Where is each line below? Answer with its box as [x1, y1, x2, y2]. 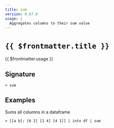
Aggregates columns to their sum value [9, 20, 90, 26]
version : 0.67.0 [5, 12, 38, 17]
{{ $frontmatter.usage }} [5, 56, 53, 62]
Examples [5, 96, 35, 105]
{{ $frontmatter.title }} [5, 42, 110, 51]
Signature [5, 70, 35, 78]
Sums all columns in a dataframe [5, 109, 70, 115]
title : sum [5, 7, 27, 12]
